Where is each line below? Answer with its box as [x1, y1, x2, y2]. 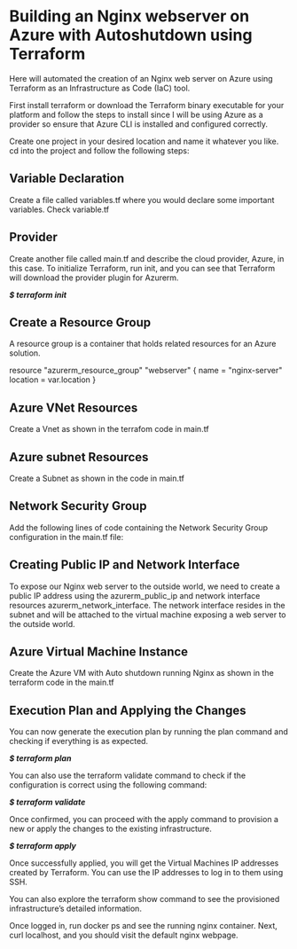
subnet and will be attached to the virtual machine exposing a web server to [9, 609, 286, 620]
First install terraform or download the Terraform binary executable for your [9, 99, 285, 110]
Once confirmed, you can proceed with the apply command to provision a [9, 814, 279, 825]
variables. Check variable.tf [9, 204, 109, 215]
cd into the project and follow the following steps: [9, 145, 190, 156]
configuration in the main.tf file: [9, 531, 124, 542]
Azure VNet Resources [9, 400, 138, 415]
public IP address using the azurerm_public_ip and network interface [9, 590, 261, 600]
